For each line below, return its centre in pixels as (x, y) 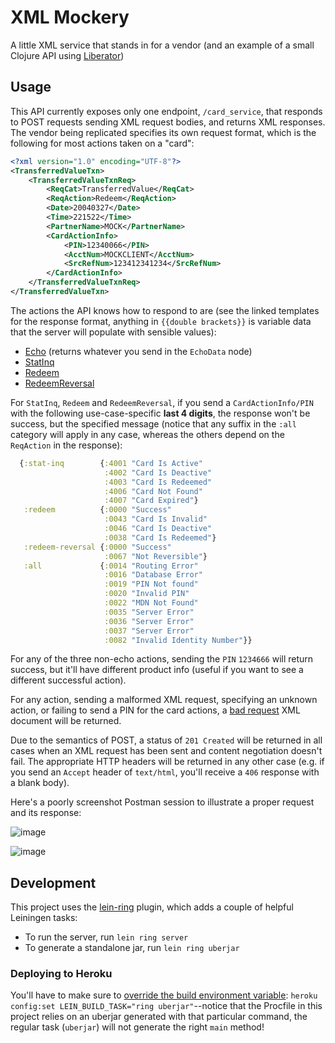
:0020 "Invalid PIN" (147, 594)
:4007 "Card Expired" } (151, 501)
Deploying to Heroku (61, 974)
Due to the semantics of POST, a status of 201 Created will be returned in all (166, 740)
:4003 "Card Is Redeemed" (158, 482)
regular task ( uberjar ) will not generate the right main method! (137, 1027)
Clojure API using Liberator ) (67, 55)
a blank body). (40, 783)
